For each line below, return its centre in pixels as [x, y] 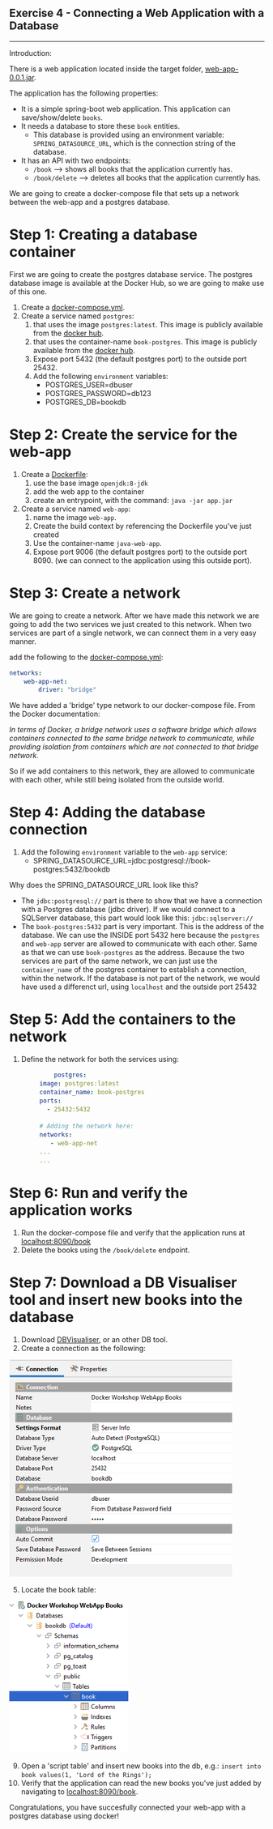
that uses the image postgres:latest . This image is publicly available [148, 324]
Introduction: [30, 53]
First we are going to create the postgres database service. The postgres [131, 274]
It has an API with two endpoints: [76, 160]
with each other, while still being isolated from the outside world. [117, 780]
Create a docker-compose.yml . [73, 307]
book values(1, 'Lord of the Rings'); [86, 1775]
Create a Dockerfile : [54, 474]
